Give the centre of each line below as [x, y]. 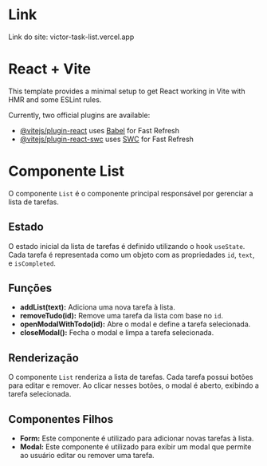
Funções [30, 288]
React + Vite [50, 69]
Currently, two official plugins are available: [79, 115]
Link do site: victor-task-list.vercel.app [71, 37]
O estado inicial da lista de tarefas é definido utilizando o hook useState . [127, 246]
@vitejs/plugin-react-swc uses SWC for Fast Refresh [106, 139]
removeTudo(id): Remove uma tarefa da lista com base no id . [121, 316]
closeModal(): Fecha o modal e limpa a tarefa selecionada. [117, 333]
